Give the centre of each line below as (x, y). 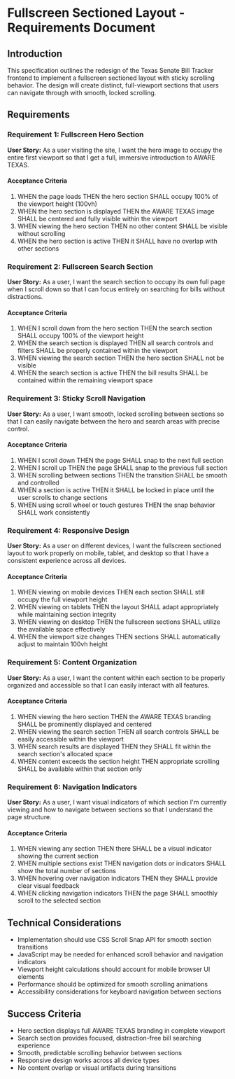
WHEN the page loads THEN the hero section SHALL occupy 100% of (118, 196)
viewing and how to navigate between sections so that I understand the (110, 809)
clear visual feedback (48, 886)
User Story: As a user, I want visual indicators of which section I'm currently (117, 802)
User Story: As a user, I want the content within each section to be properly (116, 678)
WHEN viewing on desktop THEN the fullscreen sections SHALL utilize (119, 622)
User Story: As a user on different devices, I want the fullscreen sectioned (114, 546)
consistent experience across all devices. (67, 561)
